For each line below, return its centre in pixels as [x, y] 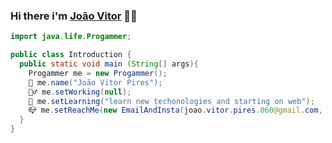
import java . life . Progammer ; [71, 37]
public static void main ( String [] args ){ [109, 64]
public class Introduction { [71, 55]
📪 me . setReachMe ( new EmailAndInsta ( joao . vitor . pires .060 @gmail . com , [175, 110]
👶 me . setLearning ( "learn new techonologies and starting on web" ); [171, 101]
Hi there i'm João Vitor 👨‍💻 [74, 16]
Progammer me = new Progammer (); [98, 73]
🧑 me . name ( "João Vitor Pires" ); [95, 82]
